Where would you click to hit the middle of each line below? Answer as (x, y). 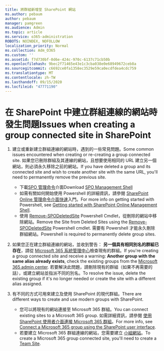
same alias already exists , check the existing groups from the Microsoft (85, 261)
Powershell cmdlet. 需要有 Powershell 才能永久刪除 (104, 228)
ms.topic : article (24, 32)
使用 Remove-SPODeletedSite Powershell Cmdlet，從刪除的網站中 (86, 216)
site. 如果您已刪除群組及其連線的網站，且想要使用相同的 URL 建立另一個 (84, 160)
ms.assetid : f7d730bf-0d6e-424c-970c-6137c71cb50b (58, 59)
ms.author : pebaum (24, 14)
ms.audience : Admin (25, 28)
